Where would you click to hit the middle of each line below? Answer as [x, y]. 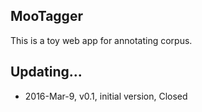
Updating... [46, 72]
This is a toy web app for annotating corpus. [101, 40]
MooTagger [46, 16]
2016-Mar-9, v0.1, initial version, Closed [106, 96]
